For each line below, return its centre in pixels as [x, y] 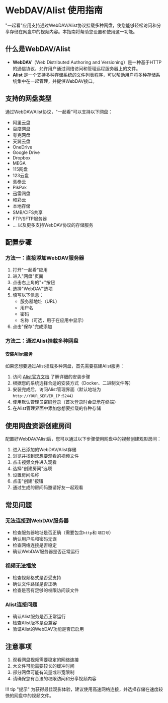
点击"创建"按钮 [28, 481]
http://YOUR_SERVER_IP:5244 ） [44, 396]
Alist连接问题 [21, 605]
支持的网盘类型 [28, 99]
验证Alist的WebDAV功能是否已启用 [48, 629]
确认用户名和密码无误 [34, 538]
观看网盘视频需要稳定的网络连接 [46, 660]
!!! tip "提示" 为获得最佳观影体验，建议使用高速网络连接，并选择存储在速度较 [84, 689]
